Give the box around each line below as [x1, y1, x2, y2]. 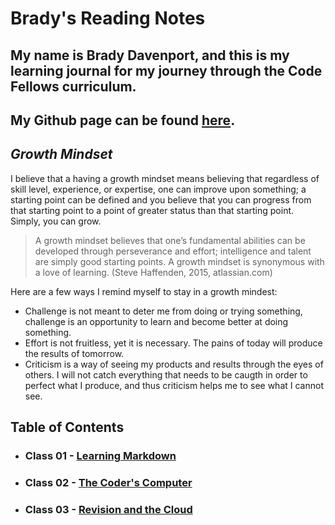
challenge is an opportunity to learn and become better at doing [24, 315, 289, 327]
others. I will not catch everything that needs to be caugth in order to [24, 368, 308, 381]
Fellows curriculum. [10, 78, 137, 95]
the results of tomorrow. [24, 347, 125, 359]
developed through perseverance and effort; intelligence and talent [34, 245, 312, 257]
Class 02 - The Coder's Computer [24, 476, 193, 490]
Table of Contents [10, 419, 125, 436]
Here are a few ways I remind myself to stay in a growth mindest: [10, 285, 278, 297]
